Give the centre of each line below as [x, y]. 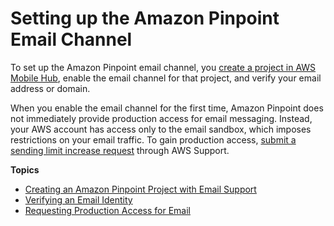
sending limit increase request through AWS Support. [120, 150]
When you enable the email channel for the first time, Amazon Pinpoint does [167, 108]
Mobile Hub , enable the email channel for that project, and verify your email [166, 78]
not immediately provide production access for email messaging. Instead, [161, 118]
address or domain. [50, 88]
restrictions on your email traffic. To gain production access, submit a [153, 139]
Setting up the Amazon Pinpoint [145, 18]
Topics [25, 169]
